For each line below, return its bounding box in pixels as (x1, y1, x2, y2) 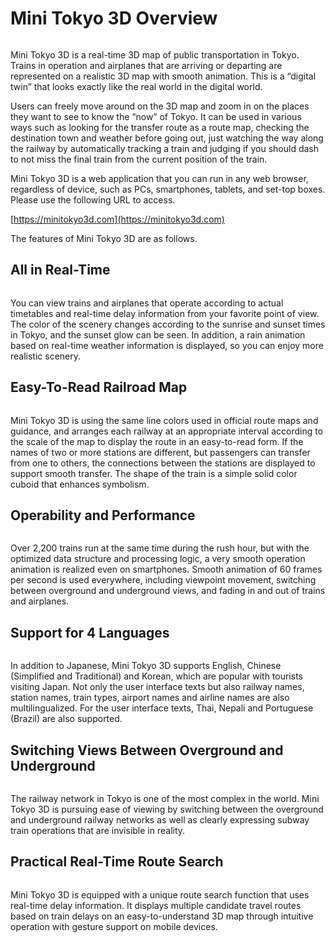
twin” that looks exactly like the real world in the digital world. (10, 80, 263, 92)
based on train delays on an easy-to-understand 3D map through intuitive (10, 910, 314, 922)
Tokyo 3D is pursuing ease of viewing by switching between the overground (10, 803, 324, 815)
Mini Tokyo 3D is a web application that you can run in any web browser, (10, 172, 309, 184)
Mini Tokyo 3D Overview (10, 7, 218, 30)
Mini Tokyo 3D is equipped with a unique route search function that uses (10, 888, 310, 901)
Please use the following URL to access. (10, 193, 176, 206)
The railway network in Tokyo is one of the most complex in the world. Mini (10, 793, 320, 804)
